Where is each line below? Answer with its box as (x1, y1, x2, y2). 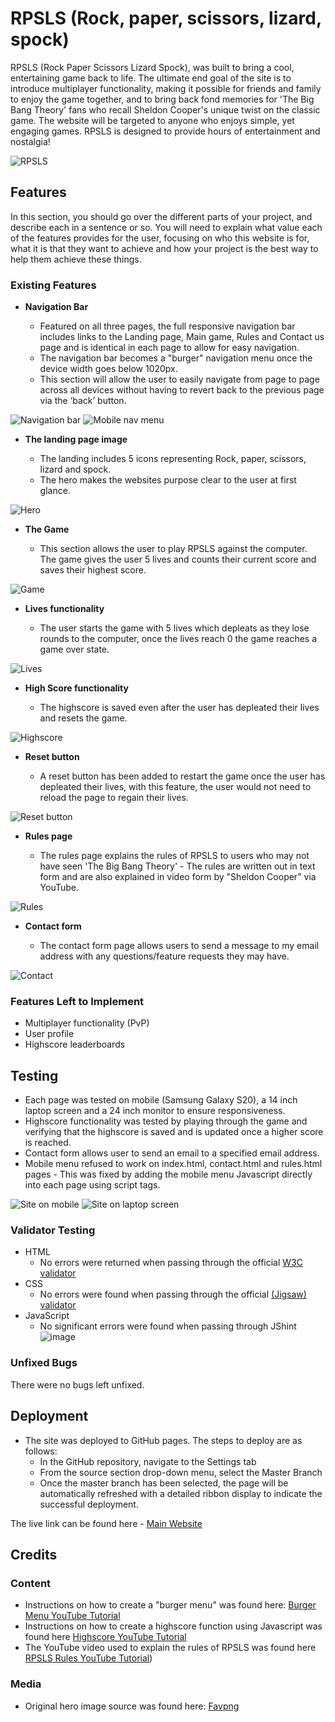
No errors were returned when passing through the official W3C (39, 1257, 303, 1269)
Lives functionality (24, 603, 105, 615)
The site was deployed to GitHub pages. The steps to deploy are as (24, 1434, 303, 1446)
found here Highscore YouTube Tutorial (24, 1631, 187, 1643)
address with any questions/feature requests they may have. (39, 950, 290, 962)
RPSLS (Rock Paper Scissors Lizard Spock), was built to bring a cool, (10, 61, 295, 73)
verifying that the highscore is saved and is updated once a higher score (24, 1126, 324, 1138)
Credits (10, 1546, 58, 1563)
